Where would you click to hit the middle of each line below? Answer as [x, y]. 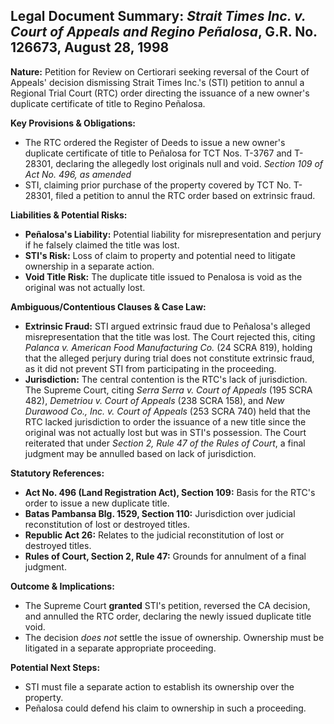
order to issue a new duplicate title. [97, 503]
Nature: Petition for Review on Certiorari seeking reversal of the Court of [160, 71]
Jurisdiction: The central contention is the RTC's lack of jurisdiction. [166, 379]
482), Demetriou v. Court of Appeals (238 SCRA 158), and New [154, 400]
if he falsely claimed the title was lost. [102, 245]
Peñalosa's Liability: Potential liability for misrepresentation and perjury [173, 234]
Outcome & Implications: [62, 586]
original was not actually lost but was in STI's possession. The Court [165, 432]
